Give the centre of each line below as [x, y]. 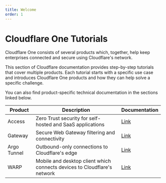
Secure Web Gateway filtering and [75, 133]
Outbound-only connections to [72, 147]
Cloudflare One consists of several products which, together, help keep [78, 52]
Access [16, 122]
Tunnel [16, 153]
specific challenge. [24, 83]
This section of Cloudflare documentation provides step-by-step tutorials [80, 67]
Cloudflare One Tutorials [56, 39]
